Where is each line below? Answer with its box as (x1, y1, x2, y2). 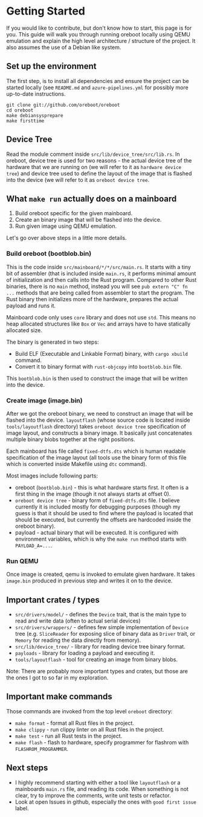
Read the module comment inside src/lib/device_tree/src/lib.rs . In (6, 150, 180, 158)
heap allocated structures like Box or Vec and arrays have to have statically (6, 320, 191, 327)
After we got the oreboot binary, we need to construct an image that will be (6, 410, 193, 417)
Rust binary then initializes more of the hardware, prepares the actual (6, 295, 178, 302)
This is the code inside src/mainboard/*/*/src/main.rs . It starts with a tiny (6, 263, 192, 270)
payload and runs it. (6, 302, 56, 309)
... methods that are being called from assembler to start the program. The (6, 289, 195, 296)
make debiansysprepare (6, 112, 63, 119)
